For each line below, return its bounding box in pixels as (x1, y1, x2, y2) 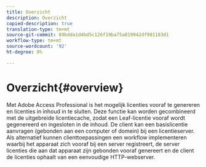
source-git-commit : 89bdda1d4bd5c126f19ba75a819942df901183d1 (6, 32, 169, 38)
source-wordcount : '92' (6, 44, 68, 50)
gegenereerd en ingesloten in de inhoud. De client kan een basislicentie (6, 120, 188, 128)
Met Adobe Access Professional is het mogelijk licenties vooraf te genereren (6, 101, 200, 108)
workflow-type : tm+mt (6, 37, 62, 44)
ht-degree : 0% (6, 49, 43, 55)
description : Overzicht (6, 15, 68, 21)
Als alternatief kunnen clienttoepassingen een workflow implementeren (6, 133, 187, 141)
